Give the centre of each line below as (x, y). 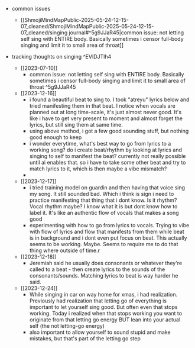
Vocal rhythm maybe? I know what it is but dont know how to (103, 206)
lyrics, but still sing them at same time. (76, 125)
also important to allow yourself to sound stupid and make (100, 332)
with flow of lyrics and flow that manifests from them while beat (107, 231)
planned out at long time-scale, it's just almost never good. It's (105, 112)
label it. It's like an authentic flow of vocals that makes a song (104, 213)
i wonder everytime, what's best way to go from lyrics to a (100, 144)
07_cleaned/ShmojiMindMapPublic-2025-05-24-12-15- (87, 26)
